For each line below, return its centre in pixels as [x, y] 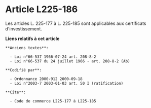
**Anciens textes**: [27, 48]
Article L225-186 [42, 9]
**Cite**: [16, 92]
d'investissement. [24, 28]
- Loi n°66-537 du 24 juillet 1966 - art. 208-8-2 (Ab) [70, 61]
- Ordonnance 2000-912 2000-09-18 [46, 79]
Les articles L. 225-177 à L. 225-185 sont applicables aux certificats [76, 23]
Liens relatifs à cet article [32, 39]
